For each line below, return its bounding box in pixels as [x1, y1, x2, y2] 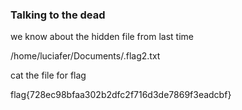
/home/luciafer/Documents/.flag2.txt [10, 50, 161, 62]
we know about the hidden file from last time [10, 31, 194, 43]
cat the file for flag [10, 69, 87, 82]
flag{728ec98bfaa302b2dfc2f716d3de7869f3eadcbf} [10, 89, 232, 101]
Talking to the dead [10, 8, 106, 22]
